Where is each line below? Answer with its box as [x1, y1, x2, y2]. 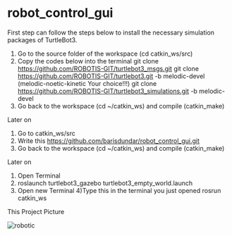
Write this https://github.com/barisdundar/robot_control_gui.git [17, 136, 200, 145]
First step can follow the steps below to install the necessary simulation [7, 28, 215, 37]
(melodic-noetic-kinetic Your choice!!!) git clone [17, 79, 157, 87]
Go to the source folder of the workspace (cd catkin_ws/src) [17, 49, 193, 58]
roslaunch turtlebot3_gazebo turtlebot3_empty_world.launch [17, 178, 193, 187]
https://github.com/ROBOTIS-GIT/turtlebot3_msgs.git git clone [17, 64, 200, 73]
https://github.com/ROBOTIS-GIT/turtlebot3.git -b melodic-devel [17, 72, 205, 80]
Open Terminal [17, 171, 61, 180]
